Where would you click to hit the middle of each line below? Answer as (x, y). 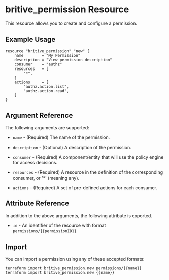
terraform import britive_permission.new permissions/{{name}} (74, 268)
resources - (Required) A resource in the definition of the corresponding (88, 172)
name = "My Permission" (47, 55)
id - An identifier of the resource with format (59, 225)
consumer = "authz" (38, 64)
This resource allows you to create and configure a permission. (71, 23)
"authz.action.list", (46, 86)
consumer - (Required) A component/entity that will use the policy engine (88, 157)
